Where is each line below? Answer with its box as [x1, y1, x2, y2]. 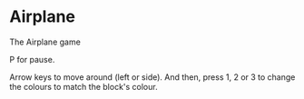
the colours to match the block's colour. [9, 81, 158, 92]
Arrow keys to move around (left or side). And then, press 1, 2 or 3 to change [9, 71, 296, 83]
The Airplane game [9, 36, 82, 47]
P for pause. [9, 54, 55, 64]
